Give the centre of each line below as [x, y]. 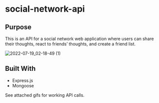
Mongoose [23, 85]
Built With [20, 69]
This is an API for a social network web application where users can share [79, 39]
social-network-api [45, 9]
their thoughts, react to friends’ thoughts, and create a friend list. [70, 44]
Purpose [18, 27]
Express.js [23, 80]
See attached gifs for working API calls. [45, 95]
